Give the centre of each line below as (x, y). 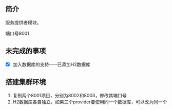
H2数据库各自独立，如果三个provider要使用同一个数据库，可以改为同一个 (90, 102)
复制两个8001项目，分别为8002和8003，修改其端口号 (70, 95)
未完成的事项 (26, 51)
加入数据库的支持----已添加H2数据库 (52, 64)
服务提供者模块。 (23, 23)
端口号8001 (17, 33)
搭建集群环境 (26, 82)
